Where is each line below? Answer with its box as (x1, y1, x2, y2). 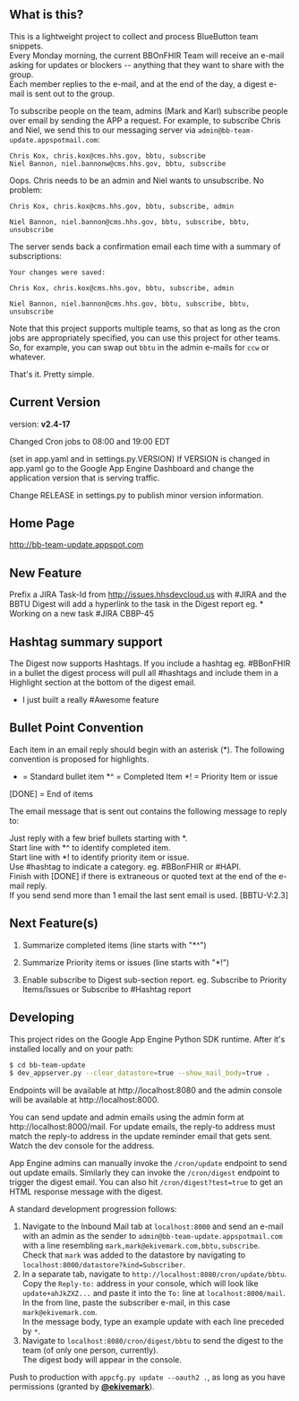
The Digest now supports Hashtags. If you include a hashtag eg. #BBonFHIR (9, 658, 291, 669)
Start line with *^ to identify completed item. (9, 842, 172, 852)
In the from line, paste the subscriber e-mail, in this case (21, 1297, 231, 1308)
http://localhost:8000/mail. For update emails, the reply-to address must (9, 1121, 276, 1132)
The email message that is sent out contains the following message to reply (9, 806, 288, 817)
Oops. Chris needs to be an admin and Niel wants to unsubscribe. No (9, 175, 264, 186)
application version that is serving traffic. (9, 472, 160, 483)
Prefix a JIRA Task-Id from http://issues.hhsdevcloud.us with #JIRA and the (9, 589, 287, 600)
